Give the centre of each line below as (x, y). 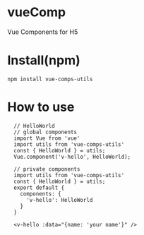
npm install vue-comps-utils (50, 79)
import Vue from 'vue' (47, 138)
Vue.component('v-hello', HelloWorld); (72, 157)
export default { (39, 188)
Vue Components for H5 (43, 32)
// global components (46, 132)
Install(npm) (44, 60)
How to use (41, 107)
